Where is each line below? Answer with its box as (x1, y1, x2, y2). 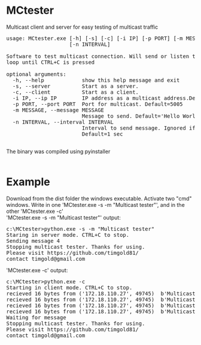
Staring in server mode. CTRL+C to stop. (6, 231, 130, 238)
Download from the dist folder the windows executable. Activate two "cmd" (6, 195, 193, 202)
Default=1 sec (81, 130, 123, 138)
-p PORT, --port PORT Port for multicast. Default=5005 (12, 100, 184, 108)
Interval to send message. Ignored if (81, 124, 196, 132)
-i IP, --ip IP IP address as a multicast (12, 94, 162, 102)
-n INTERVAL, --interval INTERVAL (12, 118, 114, 126)
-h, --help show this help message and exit (12, 77, 180, 84)
